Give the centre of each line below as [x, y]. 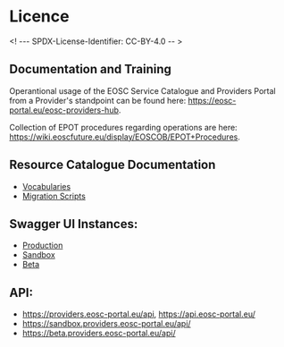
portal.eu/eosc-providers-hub [64, 110]
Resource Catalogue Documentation [113, 165]
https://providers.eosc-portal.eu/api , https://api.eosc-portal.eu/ [139, 314]
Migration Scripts [54, 196]
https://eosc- [212, 100]
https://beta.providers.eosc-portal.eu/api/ [99, 334]
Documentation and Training [91, 69]
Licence [39, 17]
